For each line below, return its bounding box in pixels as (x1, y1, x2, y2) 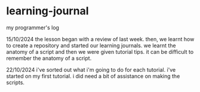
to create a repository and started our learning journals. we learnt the (6, 42, 176, 49)
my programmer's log (6, 24, 60, 31)
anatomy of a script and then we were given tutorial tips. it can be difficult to (6, 48, 194, 55)
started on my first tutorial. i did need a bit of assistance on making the (6, 72, 180, 79)
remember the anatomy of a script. (6, 54, 92, 62)
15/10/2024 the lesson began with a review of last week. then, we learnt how (6, 35, 195, 42)
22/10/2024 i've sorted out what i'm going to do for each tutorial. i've (6, 66, 176, 73)
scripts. (6, 79, 25, 86)
